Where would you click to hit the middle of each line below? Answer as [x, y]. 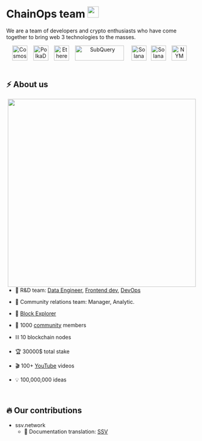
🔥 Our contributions [44, 411]
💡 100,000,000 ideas [41, 380]
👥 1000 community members [50, 325]
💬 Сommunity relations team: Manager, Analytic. [75, 301]
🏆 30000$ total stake [42, 351]
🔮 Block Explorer [35, 313]
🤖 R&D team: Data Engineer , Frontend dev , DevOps [78, 290]
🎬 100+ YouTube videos [44, 365]
